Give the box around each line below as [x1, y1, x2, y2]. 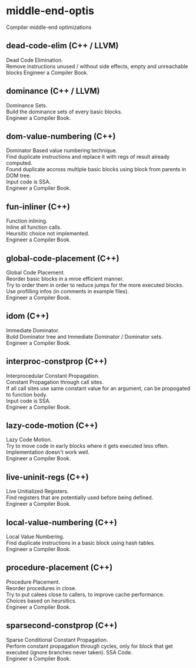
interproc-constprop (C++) [6, 356, 107, 366]
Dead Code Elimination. [6, 56, 63, 63]
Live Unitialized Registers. [6, 488, 69, 495]
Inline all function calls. [6, 224, 62, 231]
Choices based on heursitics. [6, 597, 77, 604]
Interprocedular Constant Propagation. [6, 372, 100, 379]
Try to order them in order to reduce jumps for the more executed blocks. [6, 281, 184, 289]
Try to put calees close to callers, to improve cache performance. [6, 591, 165, 598]
